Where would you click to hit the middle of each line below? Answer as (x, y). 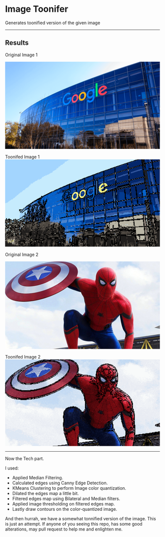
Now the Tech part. (25, 459)
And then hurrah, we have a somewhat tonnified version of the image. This (81, 519)
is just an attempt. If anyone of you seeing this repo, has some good (74, 524)
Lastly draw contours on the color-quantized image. (65, 509)
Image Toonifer (37, 9)
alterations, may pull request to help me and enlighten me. (64, 529)
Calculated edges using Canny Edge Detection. (60, 483)
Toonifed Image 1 (23, 157)
